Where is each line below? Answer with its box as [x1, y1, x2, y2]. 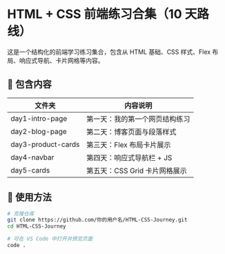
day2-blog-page [10, 126, 67, 136]
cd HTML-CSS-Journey [7, 223, 67, 230]
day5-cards [10, 165, 50, 175]
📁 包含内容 [7, 79, 52, 90]
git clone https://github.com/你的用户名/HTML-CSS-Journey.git [7, 217, 188, 224]
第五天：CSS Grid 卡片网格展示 [86, 166, 188, 175]
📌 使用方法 [7, 191, 52, 204]
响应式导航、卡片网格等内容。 [19, 56, 104, 64]
